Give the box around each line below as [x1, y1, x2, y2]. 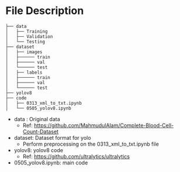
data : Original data [13, 115, 60, 122]
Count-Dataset [22, 128, 59, 135]
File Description [5, 4, 84, 18]
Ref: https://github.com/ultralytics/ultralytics [22, 153, 130, 160]
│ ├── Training [5, 28, 48, 35]
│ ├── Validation [5, 33, 53, 39]
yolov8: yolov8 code [13, 146, 63, 153]
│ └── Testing [5, 39, 45, 44]
